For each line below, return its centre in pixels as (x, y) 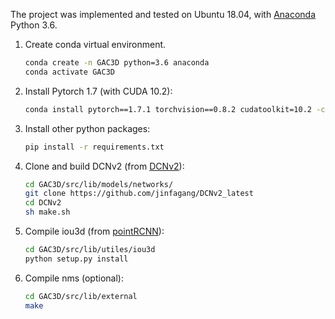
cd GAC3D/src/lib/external (81, 296)
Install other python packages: (87, 128)
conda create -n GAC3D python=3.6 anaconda (117, 63)
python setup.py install (76, 259)
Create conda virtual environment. (95, 44)
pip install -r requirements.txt (94, 147)
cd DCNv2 (43, 203)
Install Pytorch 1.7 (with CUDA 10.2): (98, 91)
